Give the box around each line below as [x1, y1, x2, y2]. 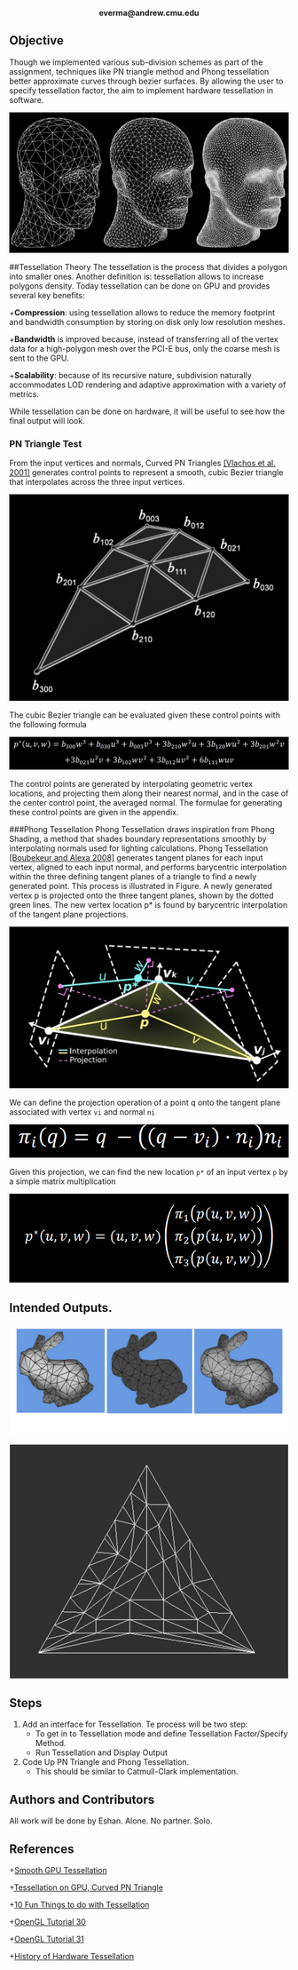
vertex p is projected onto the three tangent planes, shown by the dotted [9, 890, 274, 901]
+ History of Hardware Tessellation [9, 1950, 135, 1961]
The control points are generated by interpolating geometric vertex [9, 778, 254, 789]
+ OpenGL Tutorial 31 [9, 1934, 84, 1944]
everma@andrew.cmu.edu [98, 8, 200, 18]
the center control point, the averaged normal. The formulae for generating [9, 797, 283, 807]
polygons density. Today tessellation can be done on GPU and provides [9, 281, 271, 291]
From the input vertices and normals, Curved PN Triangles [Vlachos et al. [9, 457, 277, 469]
